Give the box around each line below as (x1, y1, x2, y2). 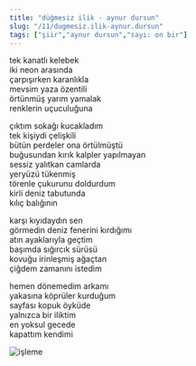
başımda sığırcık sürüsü (9, 244, 98, 255)
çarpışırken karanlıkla (9, 74, 89, 85)
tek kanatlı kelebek (9, 55, 79, 66)
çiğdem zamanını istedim (9, 264, 102, 274)
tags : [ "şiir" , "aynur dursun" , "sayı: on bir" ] (9, 30, 188, 39)
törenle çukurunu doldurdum (9, 178, 116, 189)
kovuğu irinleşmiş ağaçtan (9, 254, 107, 265)
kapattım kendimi (9, 329, 74, 340)
